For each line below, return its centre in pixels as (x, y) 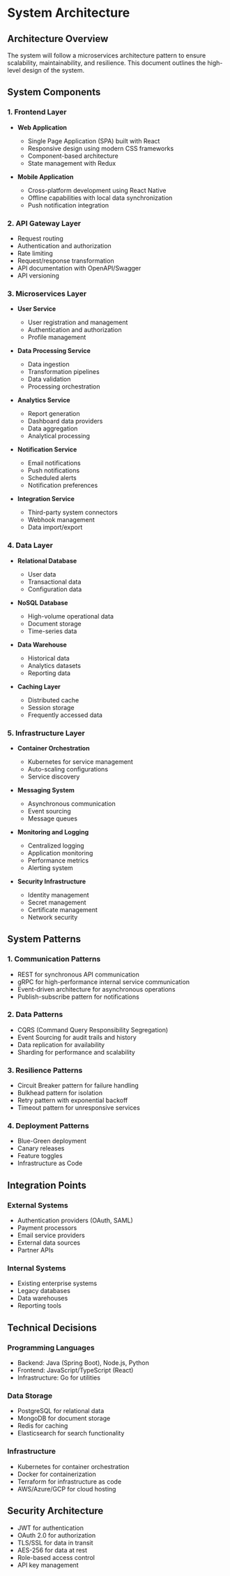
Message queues (53, 818)
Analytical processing (59, 436)
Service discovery (54, 776)
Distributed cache (53, 700)
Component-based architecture (73, 156)
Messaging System (46, 790)
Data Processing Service (54, 351)
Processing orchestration (64, 386)
